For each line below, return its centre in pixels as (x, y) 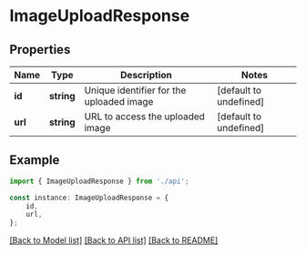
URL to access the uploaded (144, 117)
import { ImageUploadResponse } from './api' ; (99, 181)
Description (146, 75)
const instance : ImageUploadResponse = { (89, 198)
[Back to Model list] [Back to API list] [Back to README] (114, 240)
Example (35, 160)
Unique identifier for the (135, 90)
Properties (40, 50)
